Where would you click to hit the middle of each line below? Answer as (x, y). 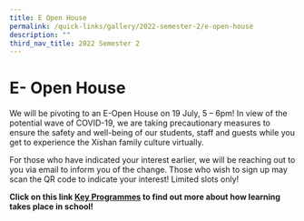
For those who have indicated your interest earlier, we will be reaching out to (152, 160)
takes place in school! (51, 206)
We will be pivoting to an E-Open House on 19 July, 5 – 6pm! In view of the (148, 114)
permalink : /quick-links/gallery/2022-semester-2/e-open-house (132, 26)
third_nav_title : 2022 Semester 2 (75, 43)
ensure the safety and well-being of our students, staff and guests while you (152, 133)
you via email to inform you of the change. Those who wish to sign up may (149, 170)
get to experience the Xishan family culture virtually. (107, 143)
